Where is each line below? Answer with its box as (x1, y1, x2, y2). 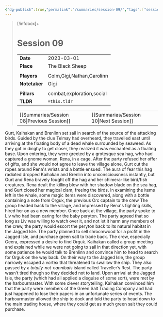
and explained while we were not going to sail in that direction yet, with (5, 244, 147, 250)
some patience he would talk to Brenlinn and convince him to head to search (5, 249, 158, 255)
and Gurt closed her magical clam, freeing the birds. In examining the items (5, 187, 155, 193)
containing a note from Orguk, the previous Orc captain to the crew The (5, 197, 148, 203)
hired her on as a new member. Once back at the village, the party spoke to (5, 208, 156, 214)
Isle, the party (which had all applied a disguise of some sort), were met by (5, 275, 154, 281)
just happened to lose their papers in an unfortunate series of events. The (5, 291, 152, 297)
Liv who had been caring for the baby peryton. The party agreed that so (5, 213, 149, 218)
